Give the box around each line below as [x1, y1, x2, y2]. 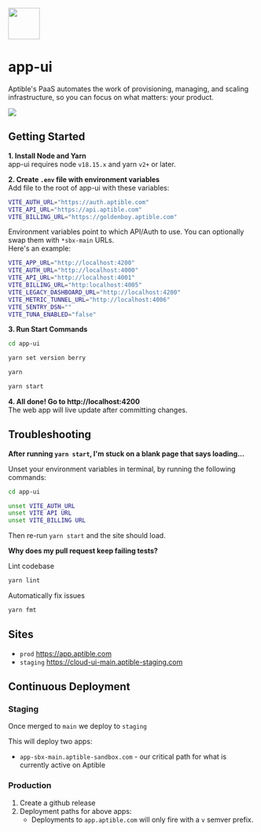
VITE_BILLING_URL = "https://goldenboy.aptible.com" [8, 213, 178, 221]
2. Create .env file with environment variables [8, 174, 160, 184]
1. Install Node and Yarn [8, 150, 86, 160]
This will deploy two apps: [8, 737, 93, 746]
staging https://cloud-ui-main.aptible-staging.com [19, 657, 183, 667]
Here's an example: [8, 243, 71, 254]
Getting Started [8, 130, 86, 143]
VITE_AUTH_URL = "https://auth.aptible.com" [8, 198, 149, 206]
